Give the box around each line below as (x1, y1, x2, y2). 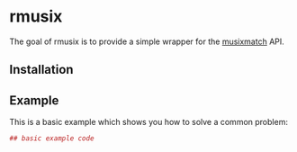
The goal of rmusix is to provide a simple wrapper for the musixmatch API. (9, 36, 285, 47)
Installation (9, 62, 74, 77)
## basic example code (9, 134, 94, 143)
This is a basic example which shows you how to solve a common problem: (9, 117, 288, 128)
